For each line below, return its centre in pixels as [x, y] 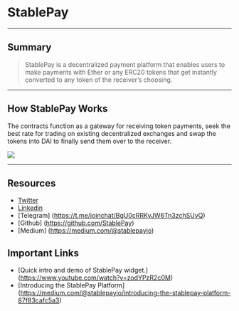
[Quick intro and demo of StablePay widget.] [83, 270]
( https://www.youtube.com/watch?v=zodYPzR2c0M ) [95, 278]
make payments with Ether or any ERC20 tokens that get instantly [121, 72]
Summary [30, 47]
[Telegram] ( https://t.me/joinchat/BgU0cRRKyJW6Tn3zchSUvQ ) [111, 216]
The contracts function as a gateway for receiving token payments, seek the [119, 126]
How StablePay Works [58, 109]
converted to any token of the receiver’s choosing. [99, 80]
